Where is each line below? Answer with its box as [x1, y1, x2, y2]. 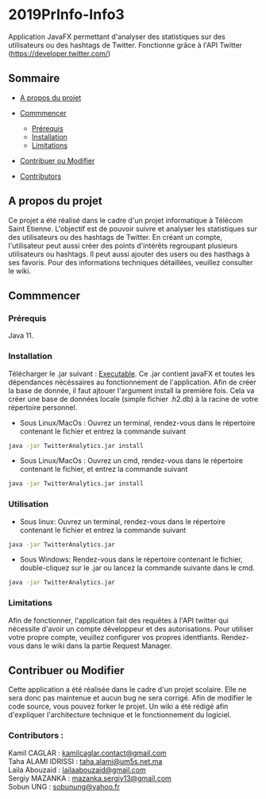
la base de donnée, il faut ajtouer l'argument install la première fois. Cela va [8, 385, 255, 395]
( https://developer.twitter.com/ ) [8, 48, 111, 58]
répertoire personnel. [8, 403, 78, 412]
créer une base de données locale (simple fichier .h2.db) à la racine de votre [8, 394, 259, 403]
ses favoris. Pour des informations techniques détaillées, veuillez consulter [8, 257, 253, 267]
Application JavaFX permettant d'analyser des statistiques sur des [8, 32, 226, 41]
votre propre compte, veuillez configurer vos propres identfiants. [8, 632, 220, 642]
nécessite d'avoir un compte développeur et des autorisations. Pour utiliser [8, 623, 254, 633]
